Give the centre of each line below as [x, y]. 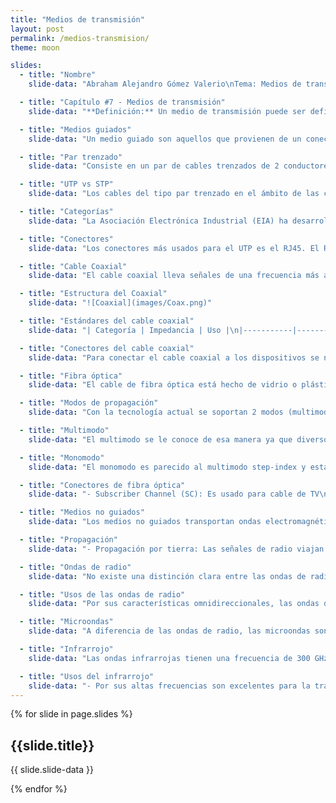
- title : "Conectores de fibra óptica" [102, 485]
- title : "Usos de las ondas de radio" [102, 594]
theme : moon [35, 47]
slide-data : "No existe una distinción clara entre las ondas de [167, 576]
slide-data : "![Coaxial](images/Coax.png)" [120, 303]
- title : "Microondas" [66, 622]
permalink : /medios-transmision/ [80, 38]
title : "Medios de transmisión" [77, 19]
